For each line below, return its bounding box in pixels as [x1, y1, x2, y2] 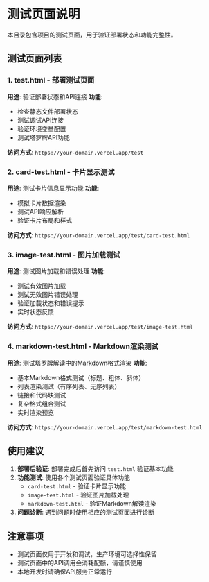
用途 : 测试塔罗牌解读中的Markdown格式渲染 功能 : [7, 359, 147, 367]
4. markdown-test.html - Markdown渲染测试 [7, 341, 159, 351]
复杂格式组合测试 [17, 400, 66, 408]
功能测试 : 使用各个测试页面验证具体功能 [17, 473, 130, 482]
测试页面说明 [7, 6, 81, 22]
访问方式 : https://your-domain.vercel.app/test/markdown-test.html [7, 422, 203, 431]
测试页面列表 [7, 53, 62, 65]
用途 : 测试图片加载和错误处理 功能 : [7, 267, 105, 275]
